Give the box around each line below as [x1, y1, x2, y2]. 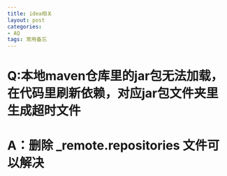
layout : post [7, 17, 45, 24]
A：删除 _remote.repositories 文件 [7, 137, 207, 153]
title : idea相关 [7, 10, 52, 17]
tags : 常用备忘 [7, 36, 47, 43]
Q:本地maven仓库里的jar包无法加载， [7, 68, 224, 84]
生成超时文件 [7, 103, 82, 119]
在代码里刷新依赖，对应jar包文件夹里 [7, 86, 219, 102]
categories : [7, 23, 42, 30]
